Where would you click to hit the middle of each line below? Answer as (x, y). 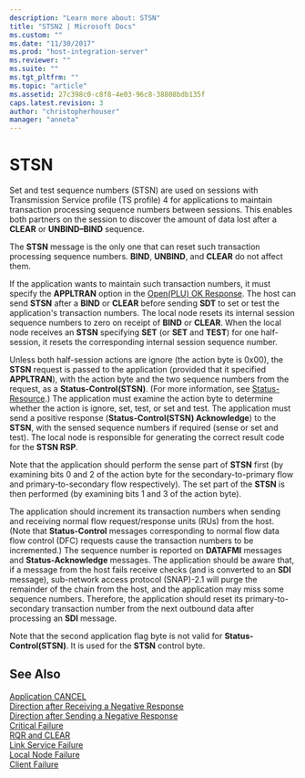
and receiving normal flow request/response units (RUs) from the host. (142, 521)
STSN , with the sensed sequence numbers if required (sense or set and (144, 428)
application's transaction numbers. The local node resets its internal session (152, 313)
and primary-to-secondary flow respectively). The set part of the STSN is (147, 484)
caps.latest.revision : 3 (56, 103)
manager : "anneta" (44, 120)
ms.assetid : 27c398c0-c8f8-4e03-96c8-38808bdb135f (107, 94)
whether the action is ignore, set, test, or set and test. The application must (150, 408)
